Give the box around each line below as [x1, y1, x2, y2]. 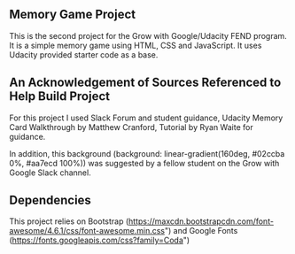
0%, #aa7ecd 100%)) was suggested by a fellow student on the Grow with [9, 158, 280, 168]
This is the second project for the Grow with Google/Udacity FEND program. [9, 30, 288, 41]
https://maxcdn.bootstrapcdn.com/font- [128, 216, 275, 227]
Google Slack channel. [9, 167, 91, 178]
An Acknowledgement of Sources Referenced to [9, 75, 282, 90]
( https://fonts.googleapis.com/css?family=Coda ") [9, 235, 190, 246]
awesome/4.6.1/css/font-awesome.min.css [9, 226, 166, 236]
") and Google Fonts [164, 226, 238, 236]
